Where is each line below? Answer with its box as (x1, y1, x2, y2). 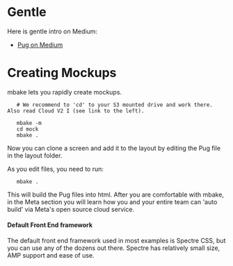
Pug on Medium (17, 40, 63, 49)
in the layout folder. (7, 151, 63, 160)
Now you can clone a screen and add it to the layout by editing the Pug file (7, 144, 221, 152)
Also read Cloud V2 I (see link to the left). (7, 107, 145, 115)
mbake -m (16, 119, 42, 126)
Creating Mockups (7, 65, 117, 81)
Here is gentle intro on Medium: (7, 27, 98, 35)
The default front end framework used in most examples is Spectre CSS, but (7, 237, 226, 245)
